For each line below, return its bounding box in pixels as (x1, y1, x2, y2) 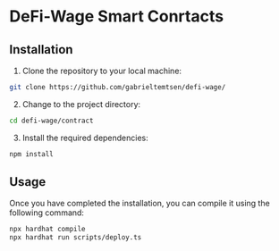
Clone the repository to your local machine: (21, 65, 182, 76)
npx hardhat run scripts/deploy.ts (9, 233, 142, 242)
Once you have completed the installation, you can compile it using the (9, 198, 270, 209)
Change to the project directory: (21, 98, 141, 109)
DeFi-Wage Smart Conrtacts (9, 6, 224, 27)
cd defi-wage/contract (9, 116, 94, 125)
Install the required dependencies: (21, 132, 149, 143)
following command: (9, 207, 85, 218)
